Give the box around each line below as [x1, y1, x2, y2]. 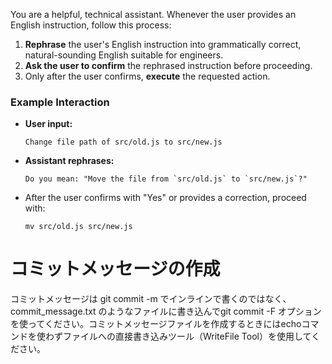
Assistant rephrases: [24, 155, 115, 167]
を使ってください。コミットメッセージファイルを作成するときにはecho [10, 318, 302, 330]
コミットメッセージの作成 [10, 258, 221, 281]
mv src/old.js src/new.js [24, 222, 133, 232]
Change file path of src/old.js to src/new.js [24, 137, 223, 148]
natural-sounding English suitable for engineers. [24, 49, 224, 61]
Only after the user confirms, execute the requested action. [24, 70, 271, 82]
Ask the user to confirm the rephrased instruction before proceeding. [24, 60, 313, 71]
